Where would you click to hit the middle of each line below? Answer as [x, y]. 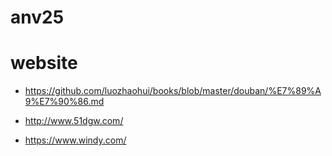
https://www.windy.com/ [75, 140]
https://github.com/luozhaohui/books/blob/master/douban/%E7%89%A [173, 91]
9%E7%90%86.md [64, 102]
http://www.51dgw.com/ [74, 121]
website [44, 63]
